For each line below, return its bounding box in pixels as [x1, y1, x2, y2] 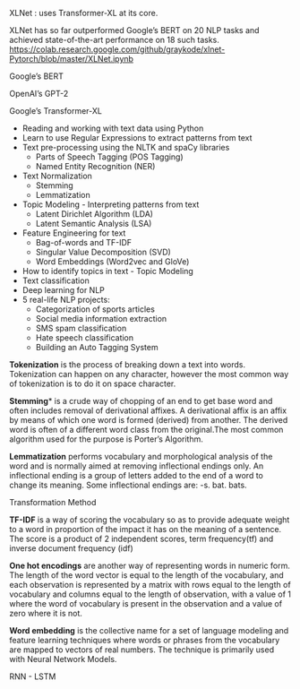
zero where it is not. [9, 608, 82, 618]
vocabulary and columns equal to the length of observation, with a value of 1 [9, 589, 291, 599]
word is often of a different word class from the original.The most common [9, 425, 284, 435]
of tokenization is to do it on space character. [9, 378, 176, 389]
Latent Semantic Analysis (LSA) [35, 219, 152, 228]
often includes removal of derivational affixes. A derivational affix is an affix [9, 405, 287, 416]
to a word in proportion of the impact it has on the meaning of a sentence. [9, 524, 282, 534]
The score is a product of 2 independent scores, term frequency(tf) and [9, 533, 274, 544]
